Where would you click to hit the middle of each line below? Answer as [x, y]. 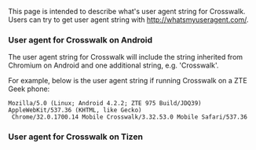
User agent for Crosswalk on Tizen [76, 137]
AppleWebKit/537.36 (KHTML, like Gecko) [75, 110]
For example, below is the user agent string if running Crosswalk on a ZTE [128, 81]
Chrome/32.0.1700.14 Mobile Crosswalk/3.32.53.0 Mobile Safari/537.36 [129, 117]
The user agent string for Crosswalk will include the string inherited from [126, 57]
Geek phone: [29, 89]
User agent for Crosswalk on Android [80, 40]
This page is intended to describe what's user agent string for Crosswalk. [127, 11]
